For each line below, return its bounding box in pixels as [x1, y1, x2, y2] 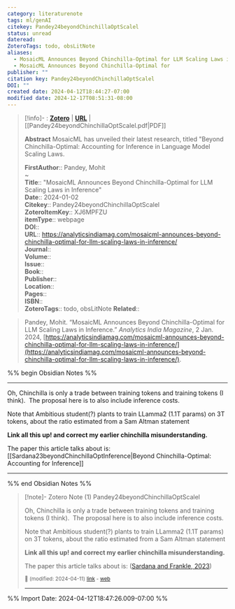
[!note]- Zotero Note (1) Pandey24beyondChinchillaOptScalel [24, 493, 201, 501]
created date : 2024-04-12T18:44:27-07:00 [7, 88, 130, 95]
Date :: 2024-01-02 [24, 193, 79, 201]
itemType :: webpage [24, 215, 85, 224]
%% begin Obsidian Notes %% [7, 368, 97, 377]
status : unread [7, 29, 52, 37]
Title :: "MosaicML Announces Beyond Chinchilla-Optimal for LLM [24, 178, 213, 186]
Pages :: [24, 289, 47, 298]
